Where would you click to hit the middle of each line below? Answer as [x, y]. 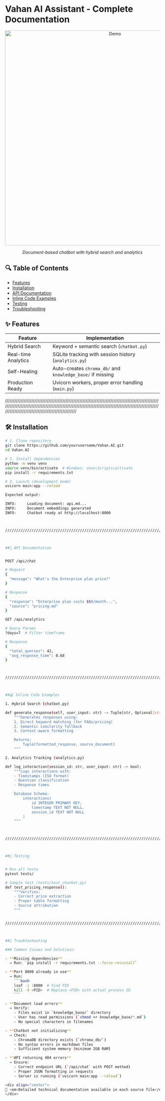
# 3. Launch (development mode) [38, 482]
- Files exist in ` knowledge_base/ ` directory [62, 1013]
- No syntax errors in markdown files [54, 1045]
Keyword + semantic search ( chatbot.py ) [100, 346]
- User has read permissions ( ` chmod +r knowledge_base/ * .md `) [80, 1018]
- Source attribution [36, 906]
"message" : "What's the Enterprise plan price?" [60, 579]
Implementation [105, 338]
